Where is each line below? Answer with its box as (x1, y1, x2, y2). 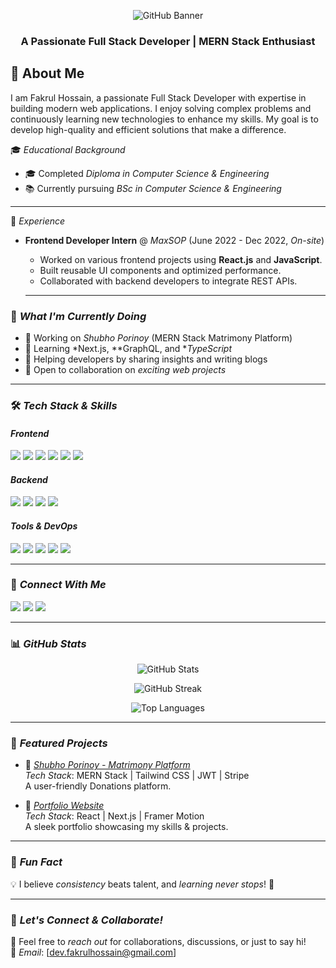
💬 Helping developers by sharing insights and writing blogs (24, 353, 268, 365)
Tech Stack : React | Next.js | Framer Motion (24, 810, 205, 822)
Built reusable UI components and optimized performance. (39, 264, 282, 276)
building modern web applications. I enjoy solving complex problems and (10, 102, 312, 114)
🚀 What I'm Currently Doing (10, 309, 147, 323)
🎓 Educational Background (10, 143, 126, 155)
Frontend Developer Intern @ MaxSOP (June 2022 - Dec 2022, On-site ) (24, 234, 325, 246)
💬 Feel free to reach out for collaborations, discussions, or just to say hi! (10, 936, 307, 948)
